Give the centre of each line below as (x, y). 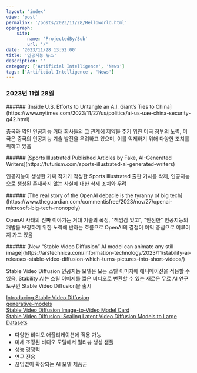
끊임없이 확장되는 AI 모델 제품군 (51, 364)
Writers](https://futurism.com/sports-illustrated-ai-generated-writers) (91, 164)
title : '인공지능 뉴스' (31, 55)
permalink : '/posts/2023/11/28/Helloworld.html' (67, 22)
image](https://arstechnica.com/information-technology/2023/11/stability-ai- (99, 252)
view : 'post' (22, 17)
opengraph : (19, 28)
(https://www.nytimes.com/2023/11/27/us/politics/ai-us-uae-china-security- (98, 113)
